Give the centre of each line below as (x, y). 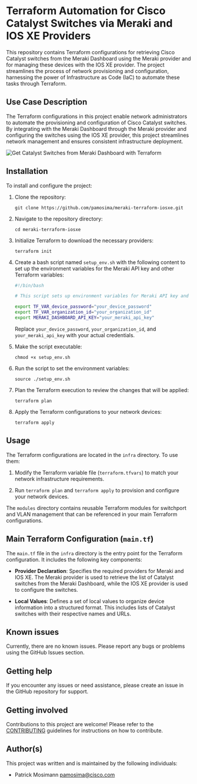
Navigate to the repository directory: (59, 219)
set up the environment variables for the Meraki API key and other (94, 268)
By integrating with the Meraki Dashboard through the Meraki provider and (96, 129)
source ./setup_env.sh (42, 379)
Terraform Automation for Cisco (86, 11)
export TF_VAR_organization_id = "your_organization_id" (83, 312)
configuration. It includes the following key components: (74, 559)
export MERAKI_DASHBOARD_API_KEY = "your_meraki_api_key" (84, 318)
